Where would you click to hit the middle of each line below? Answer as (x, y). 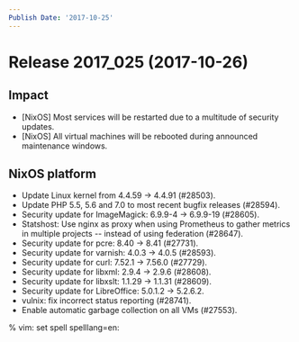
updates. (38, 126)
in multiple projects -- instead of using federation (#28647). (132, 234)
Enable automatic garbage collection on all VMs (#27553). (129, 310)
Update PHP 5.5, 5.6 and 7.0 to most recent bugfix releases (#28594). (151, 205)
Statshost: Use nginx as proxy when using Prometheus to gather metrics (156, 224)
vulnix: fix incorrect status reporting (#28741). (106, 301)
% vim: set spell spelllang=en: (64, 328)
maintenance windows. (64, 146)
